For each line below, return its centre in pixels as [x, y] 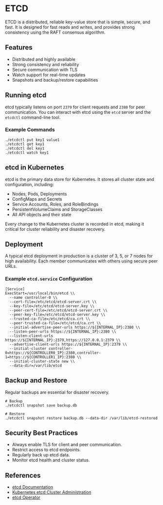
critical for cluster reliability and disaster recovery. [55, 229]
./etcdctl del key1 [25, 148]
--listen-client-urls [31, 336]
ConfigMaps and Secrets [37, 199]
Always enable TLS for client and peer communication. [67, 445]
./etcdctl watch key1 [27, 153]
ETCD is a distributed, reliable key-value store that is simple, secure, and [78, 22]
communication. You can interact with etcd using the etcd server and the [78, 112]
